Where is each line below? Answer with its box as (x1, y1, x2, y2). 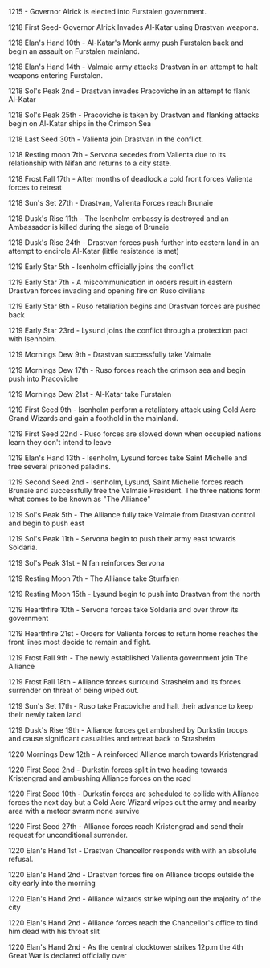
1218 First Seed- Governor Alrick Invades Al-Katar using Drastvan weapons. (8, 22, 260, 31)
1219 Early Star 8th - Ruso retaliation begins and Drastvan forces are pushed (8, 301, 261, 311)
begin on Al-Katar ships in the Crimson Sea (8, 119, 151, 128)
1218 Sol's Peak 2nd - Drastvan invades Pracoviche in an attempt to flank (8, 86, 251, 96)
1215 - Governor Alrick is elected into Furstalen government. (8, 7, 207, 16)
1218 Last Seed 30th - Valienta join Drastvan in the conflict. (8, 134, 203, 144)
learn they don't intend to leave (8, 438, 112, 447)
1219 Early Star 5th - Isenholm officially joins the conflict (8, 262, 194, 272)
